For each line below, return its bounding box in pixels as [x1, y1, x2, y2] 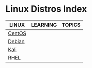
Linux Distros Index [5, 3, 87, 15]
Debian [8, 38, 25, 45]
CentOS [8, 30, 27, 37]
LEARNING [31, 21, 57, 28]
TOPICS [62, 21, 81, 28]
